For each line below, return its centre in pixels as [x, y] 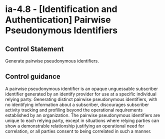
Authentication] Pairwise [58, 20]
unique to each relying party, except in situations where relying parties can [82, 120]
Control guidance [33, 77]
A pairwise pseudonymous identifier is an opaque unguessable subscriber [82, 88]
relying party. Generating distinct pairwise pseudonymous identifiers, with [81, 99]
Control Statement [34, 49]
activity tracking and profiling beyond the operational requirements [74, 110]
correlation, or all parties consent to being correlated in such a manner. [78, 131]
